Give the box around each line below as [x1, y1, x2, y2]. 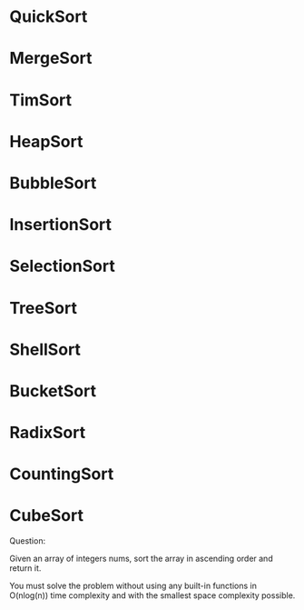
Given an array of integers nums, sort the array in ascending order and [9, 553, 274, 565]
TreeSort [9, 297, 77, 318]
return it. [9, 563, 42, 574]
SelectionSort [9, 256, 115, 276]
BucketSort [9, 380, 97, 401]
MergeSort [9, 48, 93, 69]
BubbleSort [9, 173, 97, 193]
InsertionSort [9, 215, 112, 235]
